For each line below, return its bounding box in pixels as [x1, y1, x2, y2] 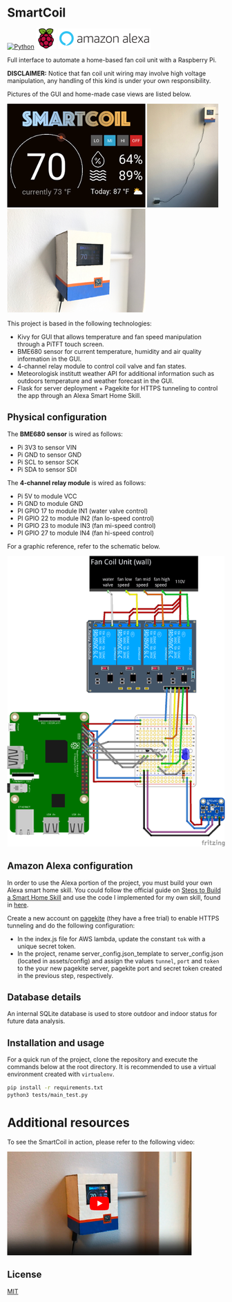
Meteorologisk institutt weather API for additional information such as [17, 369, 215, 377]
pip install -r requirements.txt [7, 1084, 104, 1091]
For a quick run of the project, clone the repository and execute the [7, 1055, 198, 1064]
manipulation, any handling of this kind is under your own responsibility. [7, 76, 211, 84]
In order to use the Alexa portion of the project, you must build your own [7, 878, 213, 887]
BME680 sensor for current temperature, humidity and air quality [17, 347, 202, 355]
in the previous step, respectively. [17, 971, 114, 979]
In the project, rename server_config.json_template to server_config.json [17, 949, 224, 958]
